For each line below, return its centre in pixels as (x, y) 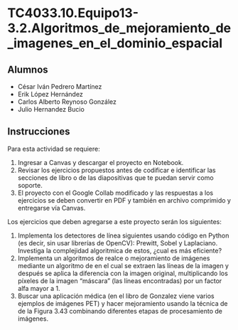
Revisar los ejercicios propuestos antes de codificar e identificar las (117, 170)
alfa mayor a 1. (39, 288)
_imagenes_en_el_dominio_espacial (115, 43)
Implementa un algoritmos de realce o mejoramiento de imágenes (114, 258)
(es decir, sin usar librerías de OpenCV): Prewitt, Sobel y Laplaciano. (118, 243)
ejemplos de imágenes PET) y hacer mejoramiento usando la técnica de (123, 303)
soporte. (30, 185)
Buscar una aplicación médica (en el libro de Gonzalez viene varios (116, 296)
